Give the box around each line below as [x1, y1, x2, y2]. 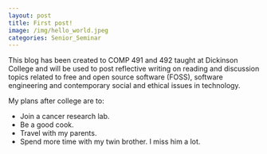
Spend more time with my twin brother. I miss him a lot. [19, 137, 201, 147]
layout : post [8, 11, 52, 20]
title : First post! [8, 19, 73, 27]
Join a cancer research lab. [19, 112, 110, 121]
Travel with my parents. [19, 129, 97, 138]
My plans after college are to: [8, 96, 105, 106]
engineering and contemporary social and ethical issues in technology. [8, 81, 241, 90]
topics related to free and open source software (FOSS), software [8, 72, 223, 82]
